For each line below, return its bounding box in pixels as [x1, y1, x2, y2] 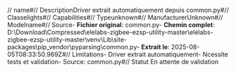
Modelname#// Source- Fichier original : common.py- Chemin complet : [7, 21, 215, 29]
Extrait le [141, 43, 168, 51]
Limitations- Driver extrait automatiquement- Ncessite [72, 50, 229, 58]
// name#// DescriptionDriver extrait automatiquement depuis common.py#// [7, 6, 229, 14]
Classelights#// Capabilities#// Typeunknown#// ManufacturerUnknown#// [7, 13, 223, 22]
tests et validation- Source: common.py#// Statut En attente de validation [7, 58, 219, 65]
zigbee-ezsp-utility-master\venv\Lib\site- [7, 35, 128, 44]
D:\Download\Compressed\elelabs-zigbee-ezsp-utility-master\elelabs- [7, 28, 213, 36]
